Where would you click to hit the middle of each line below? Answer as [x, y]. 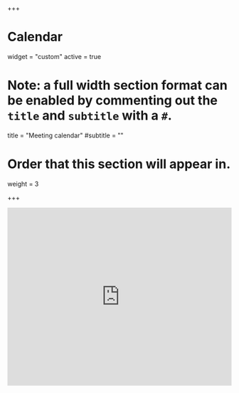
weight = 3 [23, 184]
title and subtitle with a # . [90, 116]
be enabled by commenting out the [113, 101]
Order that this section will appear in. [119, 164]
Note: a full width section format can [117, 85]
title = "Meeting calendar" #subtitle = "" [65, 135]
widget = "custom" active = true [54, 56]
